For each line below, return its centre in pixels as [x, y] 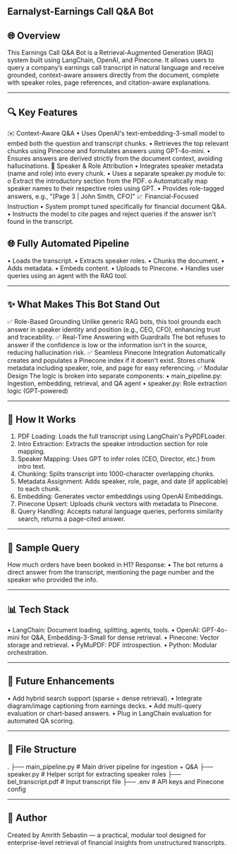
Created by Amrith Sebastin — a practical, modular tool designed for [107, 835]
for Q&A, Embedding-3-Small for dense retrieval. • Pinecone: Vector [120, 637]
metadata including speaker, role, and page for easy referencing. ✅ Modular [118, 368]
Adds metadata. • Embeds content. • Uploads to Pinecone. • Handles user [116, 268]
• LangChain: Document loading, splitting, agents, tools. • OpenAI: [104, 630]
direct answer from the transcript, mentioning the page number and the [111, 572]
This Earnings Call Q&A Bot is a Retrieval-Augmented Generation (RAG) [110, 53]
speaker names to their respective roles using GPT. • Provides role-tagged [116, 188]
